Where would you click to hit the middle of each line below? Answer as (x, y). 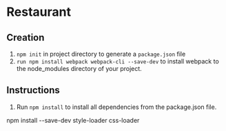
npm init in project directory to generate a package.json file (101, 54)
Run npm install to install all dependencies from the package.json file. (116, 107)
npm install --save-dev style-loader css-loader (73, 120)
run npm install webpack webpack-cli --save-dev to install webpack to (118, 61)
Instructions (33, 90)
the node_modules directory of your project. (79, 69)
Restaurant (39, 12)
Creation (25, 38)
